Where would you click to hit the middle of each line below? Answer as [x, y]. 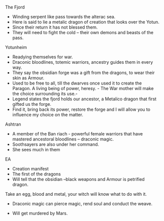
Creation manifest [30, 169]
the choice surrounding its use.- [45, 94]
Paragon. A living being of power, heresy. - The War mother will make [83, 88]
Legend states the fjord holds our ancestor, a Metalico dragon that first [84, 99]
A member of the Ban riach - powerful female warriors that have [78, 134]
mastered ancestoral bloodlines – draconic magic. [63, 139]
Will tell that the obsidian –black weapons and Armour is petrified [78, 179]
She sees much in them [36, 150]
